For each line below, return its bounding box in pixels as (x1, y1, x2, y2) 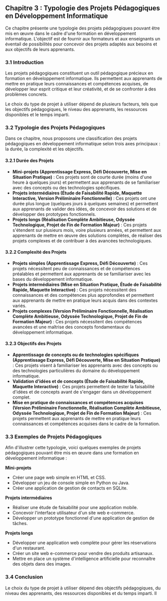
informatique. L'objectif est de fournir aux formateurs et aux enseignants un (5, 35, 161, 41)
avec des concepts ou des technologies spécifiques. (12, 184, 121, 190)
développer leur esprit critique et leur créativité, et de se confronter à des (5, 86, 156, 92)
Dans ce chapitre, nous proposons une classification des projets (5, 135, 137, 141)
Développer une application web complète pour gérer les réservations (12, 540, 157, 546)
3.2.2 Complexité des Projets (5, 249, 67, 255)
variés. (12, 302, 26, 309)
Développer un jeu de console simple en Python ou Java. (12, 480, 130, 486)
